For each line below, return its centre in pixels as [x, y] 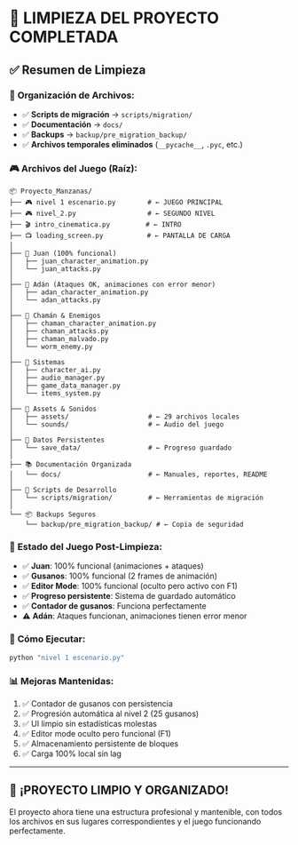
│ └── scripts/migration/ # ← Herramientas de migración [137, 498]
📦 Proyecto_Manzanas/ [51, 191]
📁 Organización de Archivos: [72, 95]
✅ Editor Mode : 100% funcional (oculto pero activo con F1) [129, 586]
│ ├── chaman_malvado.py [59, 339]
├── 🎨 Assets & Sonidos [53, 409]
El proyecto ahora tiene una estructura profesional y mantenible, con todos [146, 811]
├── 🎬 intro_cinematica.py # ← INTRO [95, 225]
